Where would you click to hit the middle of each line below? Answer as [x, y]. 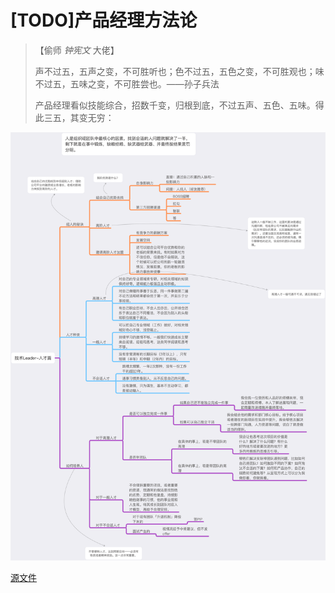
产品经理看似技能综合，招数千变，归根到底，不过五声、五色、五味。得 [179, 105]
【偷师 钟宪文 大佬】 [77, 50]
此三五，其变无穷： [74, 117]
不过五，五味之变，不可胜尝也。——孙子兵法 [127, 83]
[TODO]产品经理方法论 [104, 20]
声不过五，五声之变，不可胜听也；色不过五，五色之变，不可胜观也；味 [179, 71]
